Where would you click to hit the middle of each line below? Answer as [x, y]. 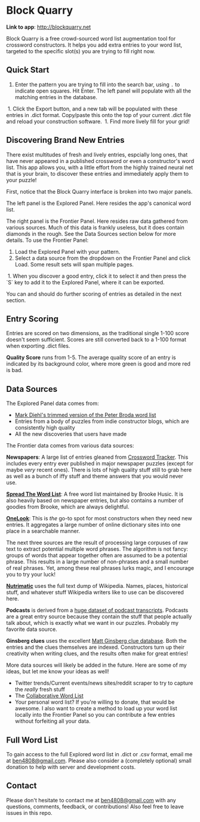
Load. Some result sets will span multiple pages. [74, 264]
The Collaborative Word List [49, 696]
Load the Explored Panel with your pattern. [67, 251]
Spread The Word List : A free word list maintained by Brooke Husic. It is [95, 494]
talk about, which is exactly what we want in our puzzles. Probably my [93, 623]
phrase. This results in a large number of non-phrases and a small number [98, 562]
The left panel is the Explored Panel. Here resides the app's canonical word [99, 203]
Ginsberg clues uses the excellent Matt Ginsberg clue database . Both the [96, 641]
